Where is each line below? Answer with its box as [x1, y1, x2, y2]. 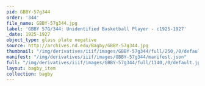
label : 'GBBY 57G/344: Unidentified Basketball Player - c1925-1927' [6, 25, 187, 32]
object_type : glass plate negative [6, 37, 97, 43]
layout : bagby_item [6, 65, 56, 71]
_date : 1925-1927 [6, 31, 51, 38]
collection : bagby [6, 71, 53, 77]
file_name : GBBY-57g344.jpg [6, 20, 78, 26]
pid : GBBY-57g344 [6, 8, 51, 15]
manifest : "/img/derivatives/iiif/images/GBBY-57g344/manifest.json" [6, 54, 187, 60]
